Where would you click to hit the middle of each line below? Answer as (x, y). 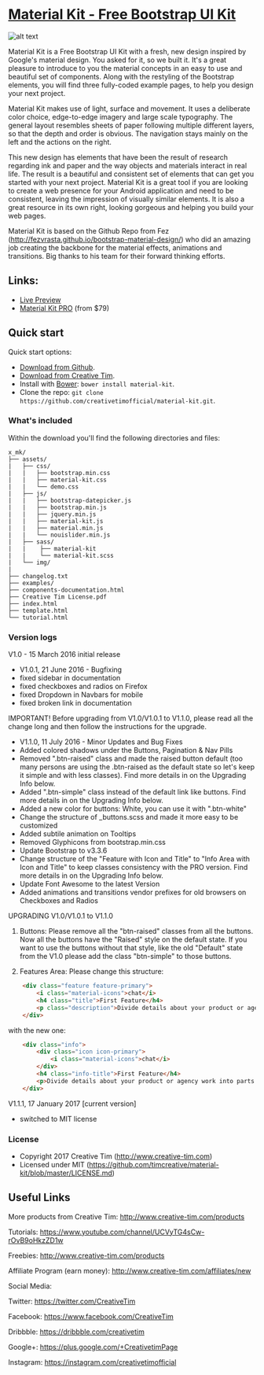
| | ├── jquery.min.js (52, 514)
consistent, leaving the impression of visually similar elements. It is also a (126, 199)
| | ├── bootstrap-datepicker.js (70, 500)
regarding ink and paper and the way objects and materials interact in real (128, 165)
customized (38, 826)
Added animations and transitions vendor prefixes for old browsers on (133, 892)
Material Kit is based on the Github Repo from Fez (89, 230)
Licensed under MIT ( (54, 1164)
